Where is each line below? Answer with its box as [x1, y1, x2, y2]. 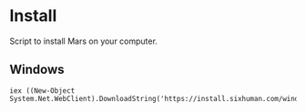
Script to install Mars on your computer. [9, 36, 158, 46]
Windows [9, 62, 65, 77]
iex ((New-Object [9, 86, 76, 96]
